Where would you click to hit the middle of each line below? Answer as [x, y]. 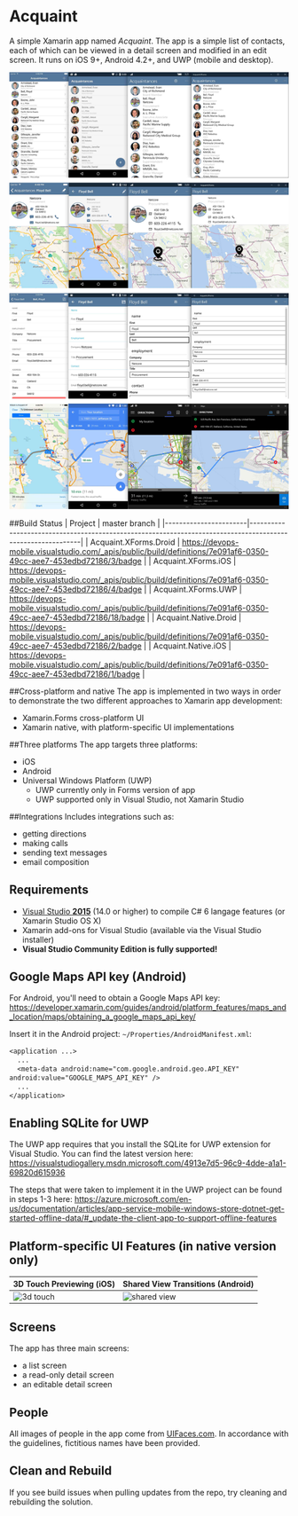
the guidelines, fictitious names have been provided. [105, 1442]
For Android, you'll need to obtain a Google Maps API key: [115, 998]
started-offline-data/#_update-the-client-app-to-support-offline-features [143, 1218]
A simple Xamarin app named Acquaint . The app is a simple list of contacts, [147, 41]
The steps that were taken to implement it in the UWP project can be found [145, 1190]
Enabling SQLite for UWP [79, 1123]
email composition [55, 861]
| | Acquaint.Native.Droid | [194, 617]
